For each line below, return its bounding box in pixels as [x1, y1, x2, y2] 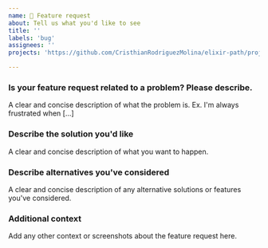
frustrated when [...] [8, 108, 74, 118]
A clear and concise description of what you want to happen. [8, 147, 209, 156]
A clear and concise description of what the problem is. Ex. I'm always [8, 100, 239, 110]
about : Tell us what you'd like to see [8, 19, 141, 27]
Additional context [8, 213, 82, 224]
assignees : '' [8, 41, 56, 49]
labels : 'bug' [8, 33, 56, 42]
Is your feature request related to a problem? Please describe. [8, 81, 253, 93]
